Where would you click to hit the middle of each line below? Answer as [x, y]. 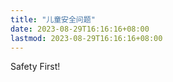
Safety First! [35, 67]
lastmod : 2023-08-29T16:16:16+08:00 [86, 38]
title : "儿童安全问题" [53, 19]
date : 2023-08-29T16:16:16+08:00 [80, 29]
